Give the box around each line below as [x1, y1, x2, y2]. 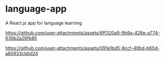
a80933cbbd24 [5, 50, 38, 56]
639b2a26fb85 [5, 35, 37, 41]
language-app [5, 3, 67, 15]
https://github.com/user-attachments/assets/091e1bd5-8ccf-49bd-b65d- [5, 45, 160, 51]
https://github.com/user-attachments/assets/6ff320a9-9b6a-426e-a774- [5, 29, 160, 36]
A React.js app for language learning [5, 20, 82, 26]
